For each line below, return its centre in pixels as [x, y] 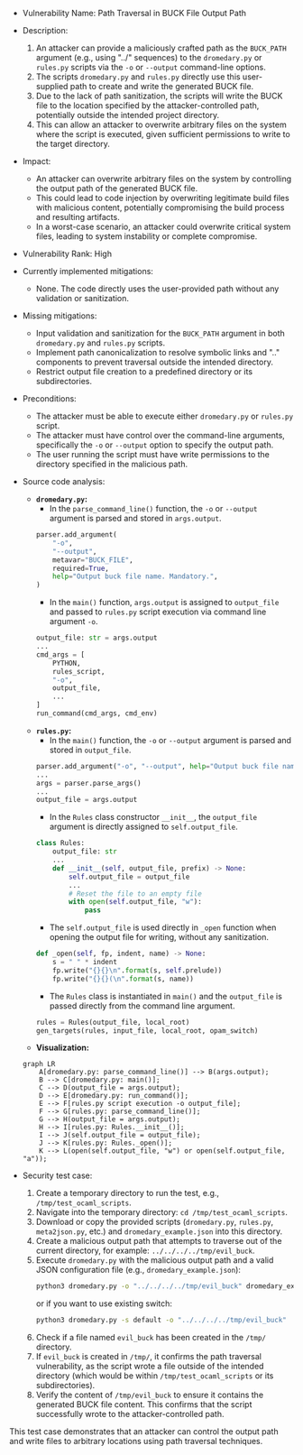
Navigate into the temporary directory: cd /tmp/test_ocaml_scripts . [162, 1212]
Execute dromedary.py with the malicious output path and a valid [155, 1260]
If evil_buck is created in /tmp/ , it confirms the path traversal [148, 1357]
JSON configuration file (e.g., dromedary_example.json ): [138, 1270]
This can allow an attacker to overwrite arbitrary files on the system [161, 124]
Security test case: [57, 1175]
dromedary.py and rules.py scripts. [100, 343]
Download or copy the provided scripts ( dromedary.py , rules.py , [155, 1222]
